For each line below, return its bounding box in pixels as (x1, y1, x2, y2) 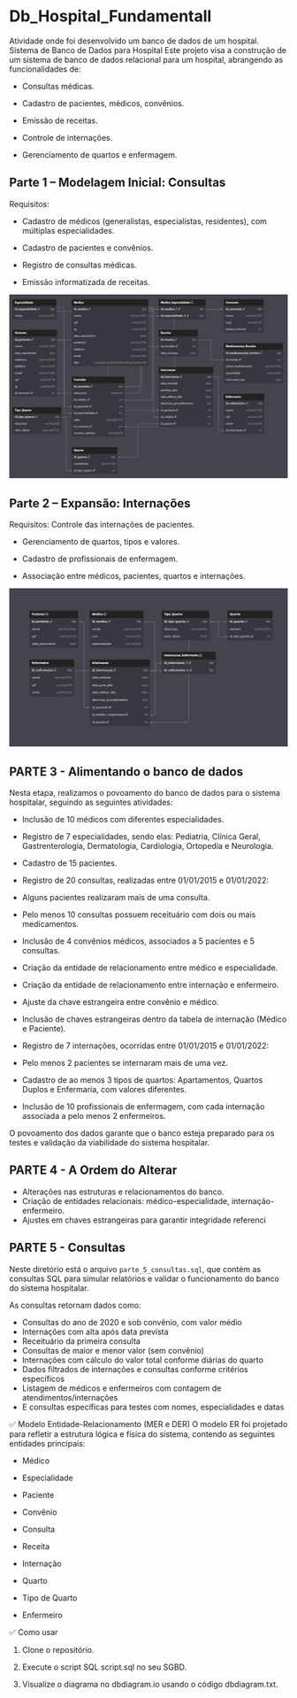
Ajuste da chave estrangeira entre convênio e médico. (21, 997, 219, 1007)
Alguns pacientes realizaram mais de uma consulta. (21, 892, 210, 903)
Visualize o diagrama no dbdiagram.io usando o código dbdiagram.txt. (21, 1679, 278, 1689)
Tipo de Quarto (21, 1592, 78, 1603)
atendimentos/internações (21, 1392, 118, 1402)
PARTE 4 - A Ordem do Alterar (9, 1162, 178, 1178)
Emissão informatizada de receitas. (21, 276, 150, 287)
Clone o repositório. (21, 1644, 95, 1655)
